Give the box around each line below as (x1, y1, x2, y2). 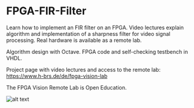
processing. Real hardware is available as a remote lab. (6, 36, 142, 44)
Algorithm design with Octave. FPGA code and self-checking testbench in (6, 48, 189, 55)
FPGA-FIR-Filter (6, 4, 87, 18)
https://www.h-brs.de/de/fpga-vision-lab (6, 72, 108, 79)
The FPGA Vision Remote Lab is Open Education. (6, 84, 127, 91)
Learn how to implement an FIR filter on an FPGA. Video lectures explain (6, 24, 184, 31)
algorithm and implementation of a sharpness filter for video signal (6, 30, 171, 37)
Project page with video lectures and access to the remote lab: (6, 66, 160, 73)
